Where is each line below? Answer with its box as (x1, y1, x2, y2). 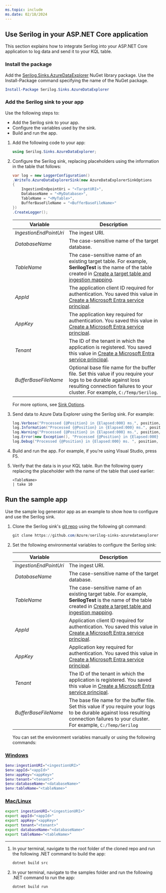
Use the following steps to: (5, 110, 60, 116)
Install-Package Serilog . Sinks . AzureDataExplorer (5, 87, 110, 92)
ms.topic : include (5, 7, 43, 12)
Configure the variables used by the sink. (12, 125, 96, 131)
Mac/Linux (5, 798, 32, 804)
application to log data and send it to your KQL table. (5, 48, 112, 54)
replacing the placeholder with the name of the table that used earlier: (12, 468, 155, 474)
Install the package (5, 61, 52, 68)
